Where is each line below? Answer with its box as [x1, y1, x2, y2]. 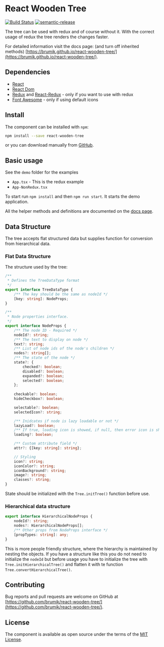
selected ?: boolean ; [22, 378, 64, 383]
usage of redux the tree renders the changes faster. [5, 34, 109, 40]
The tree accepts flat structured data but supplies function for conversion [5, 236, 153, 242]
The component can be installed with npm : [5, 124, 89, 130]
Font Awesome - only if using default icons [12, 97, 99, 102]
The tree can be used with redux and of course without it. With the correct [5, 28, 155, 34]
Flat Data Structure [5, 253, 51, 260]
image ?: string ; [14, 473, 47, 478]
